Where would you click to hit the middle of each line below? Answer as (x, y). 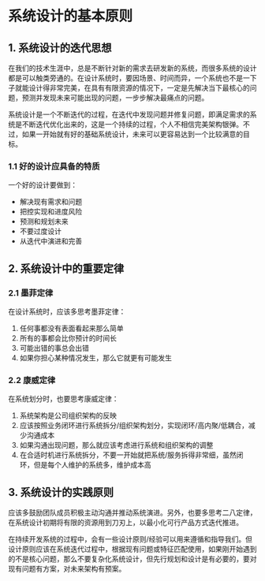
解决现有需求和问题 (51, 202)
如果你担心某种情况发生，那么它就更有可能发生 (95, 358)
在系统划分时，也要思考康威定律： (63, 399)
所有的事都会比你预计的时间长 (68, 338)
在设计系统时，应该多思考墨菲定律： (67, 311)
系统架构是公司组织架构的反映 (68, 415)
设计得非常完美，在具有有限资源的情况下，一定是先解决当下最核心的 (139, 88)
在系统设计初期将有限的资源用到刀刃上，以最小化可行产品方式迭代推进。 (125, 523)
